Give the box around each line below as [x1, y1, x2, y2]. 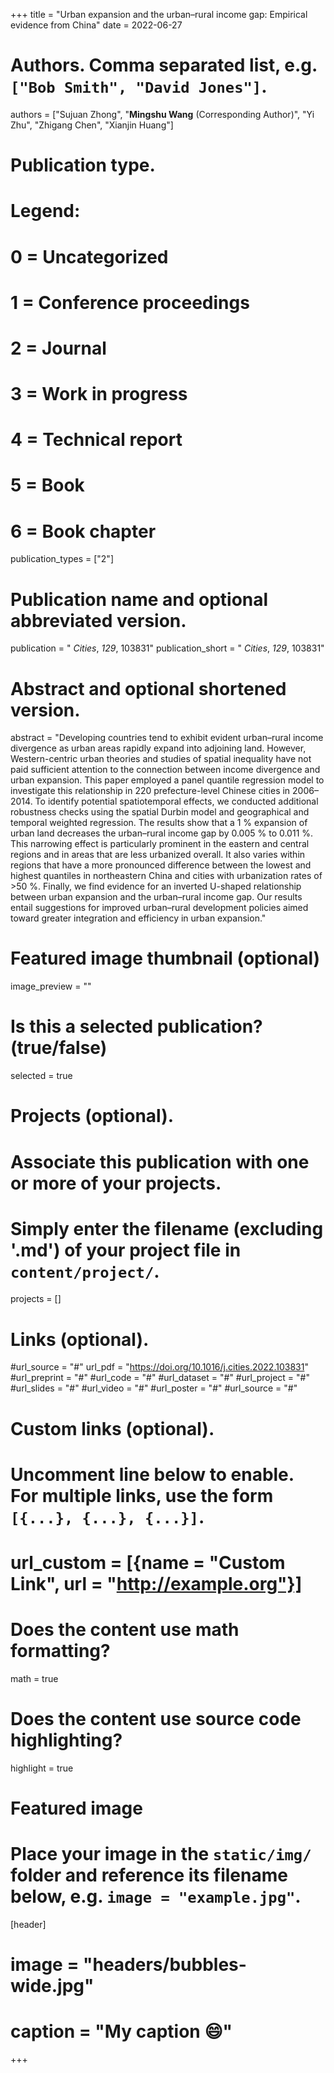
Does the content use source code [10, 1708, 302, 1731]
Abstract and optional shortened [10, 677, 287, 700]
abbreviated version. [10, 609, 187, 632]
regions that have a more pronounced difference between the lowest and [10, 859, 312, 871]
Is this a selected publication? [10, 1015, 263, 1038]
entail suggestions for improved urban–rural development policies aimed [10, 902, 309, 914]
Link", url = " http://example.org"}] [10, 1572, 303, 1595]
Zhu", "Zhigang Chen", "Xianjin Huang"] [10, 119, 174, 131]
